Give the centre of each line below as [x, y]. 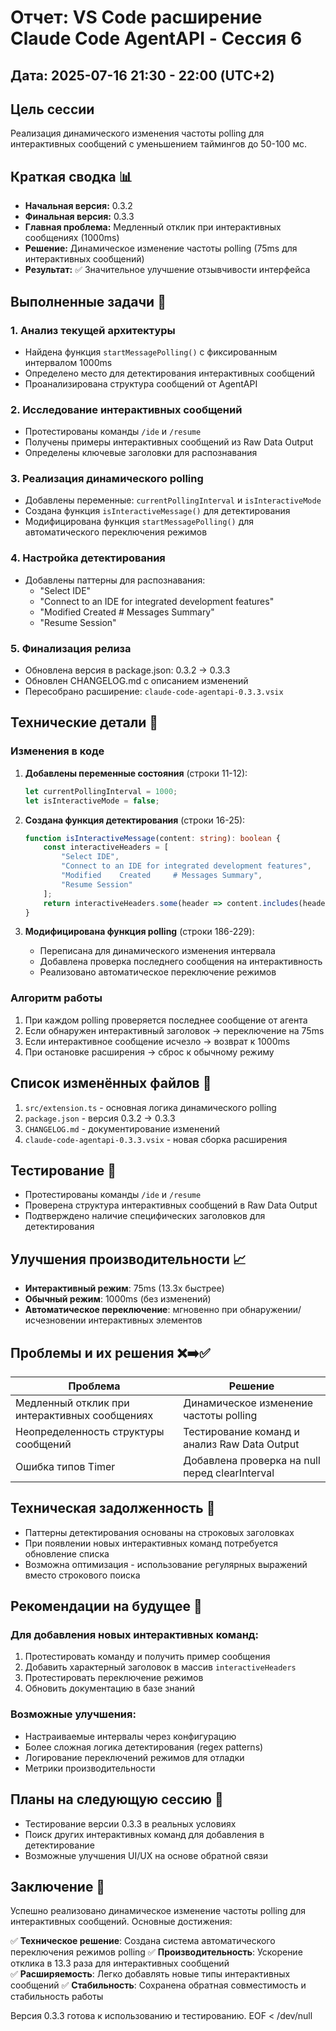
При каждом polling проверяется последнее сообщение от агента [166, 1020]
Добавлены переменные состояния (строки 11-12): [136, 773]
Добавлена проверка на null [252, 1460]
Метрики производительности [90, 1768]
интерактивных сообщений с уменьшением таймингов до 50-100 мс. [159, 144]
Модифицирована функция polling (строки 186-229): [139, 932]
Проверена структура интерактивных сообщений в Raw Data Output [171, 1205]
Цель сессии [52, 109]
